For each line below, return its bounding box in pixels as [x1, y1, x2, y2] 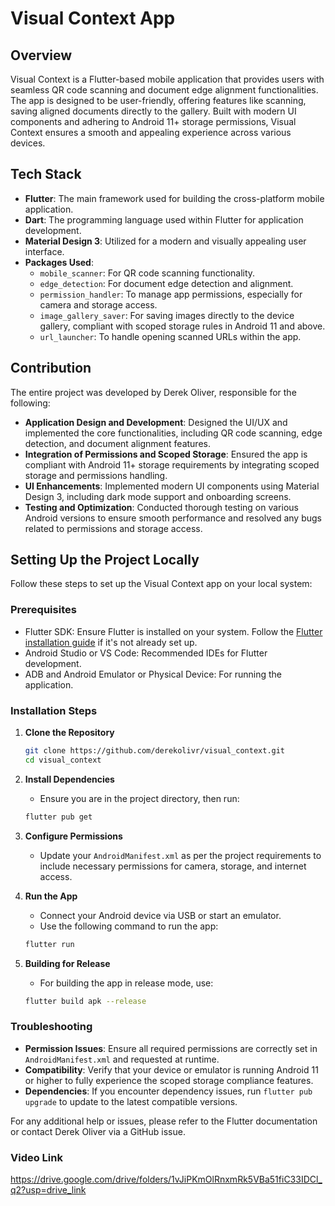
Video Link [10, 1150, 63, 1164]
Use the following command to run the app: [39, 920, 219, 932]
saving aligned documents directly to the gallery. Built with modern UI [10, 105, 297, 117]
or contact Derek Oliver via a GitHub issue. [10, 1125, 186, 1137]
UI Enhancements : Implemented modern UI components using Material [24, 480, 320, 492]
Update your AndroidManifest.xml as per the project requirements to [39, 849, 322, 861]
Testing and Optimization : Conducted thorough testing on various [24, 501, 299, 513]
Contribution [10, 360, 92, 377]
